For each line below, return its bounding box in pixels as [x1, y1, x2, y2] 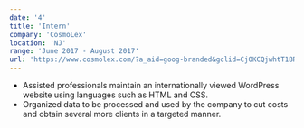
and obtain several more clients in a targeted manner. [22, 109, 222, 119]
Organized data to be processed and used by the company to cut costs [22, 99, 289, 109]
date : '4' [9, 13, 47, 23]
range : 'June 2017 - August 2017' [9, 47, 140, 56]
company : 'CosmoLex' [9, 30, 88, 39]
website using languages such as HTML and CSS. [22, 89, 209, 100]
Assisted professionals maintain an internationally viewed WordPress [22, 80, 280, 90]
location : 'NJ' [9, 38, 67, 48]
